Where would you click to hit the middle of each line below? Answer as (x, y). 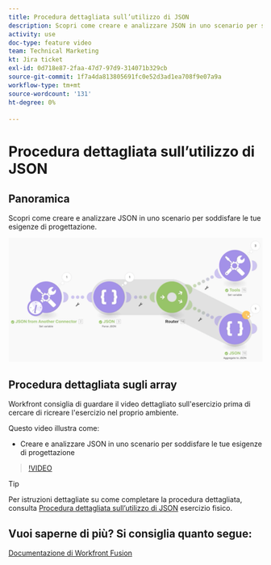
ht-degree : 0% (32, 102)
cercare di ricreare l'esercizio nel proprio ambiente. (94, 413)
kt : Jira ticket (35, 60)
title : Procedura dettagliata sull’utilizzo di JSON (99, 17)
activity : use (32, 34)
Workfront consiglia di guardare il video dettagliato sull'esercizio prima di (130, 404)
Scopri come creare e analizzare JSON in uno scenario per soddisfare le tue (135, 218)
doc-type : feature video (50, 43)
